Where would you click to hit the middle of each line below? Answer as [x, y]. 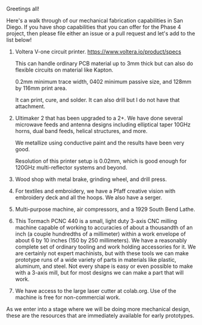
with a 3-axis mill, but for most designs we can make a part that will [99, 272]
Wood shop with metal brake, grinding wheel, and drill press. [91, 179]
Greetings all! [23, 9]
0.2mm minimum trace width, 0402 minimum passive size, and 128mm [103, 82]
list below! [19, 40]
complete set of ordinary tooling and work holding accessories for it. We [105, 247]
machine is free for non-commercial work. [68, 297]
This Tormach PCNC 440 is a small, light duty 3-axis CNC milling [96, 221]
